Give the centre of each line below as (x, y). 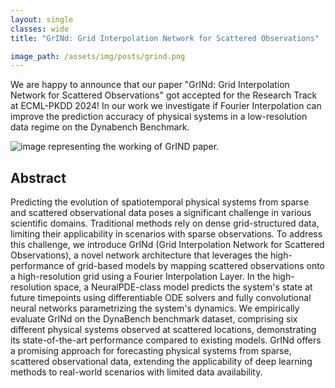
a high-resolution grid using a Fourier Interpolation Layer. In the (140, 277)
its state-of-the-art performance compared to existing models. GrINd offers (166, 340)
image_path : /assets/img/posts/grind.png (98, 56)
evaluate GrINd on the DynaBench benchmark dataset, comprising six (154, 319)
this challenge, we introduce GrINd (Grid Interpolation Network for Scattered (167, 245)
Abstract (38, 177)
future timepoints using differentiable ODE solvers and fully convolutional (161, 298)
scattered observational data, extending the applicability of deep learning (161, 362)
